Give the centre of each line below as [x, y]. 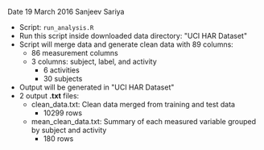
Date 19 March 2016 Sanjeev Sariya [66, 12]
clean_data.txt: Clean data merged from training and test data [133, 104]
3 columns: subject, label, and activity [94, 61]
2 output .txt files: [49, 96]
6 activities [61, 70]
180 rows [58, 139]
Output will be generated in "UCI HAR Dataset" [97, 87]
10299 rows [62, 113]
